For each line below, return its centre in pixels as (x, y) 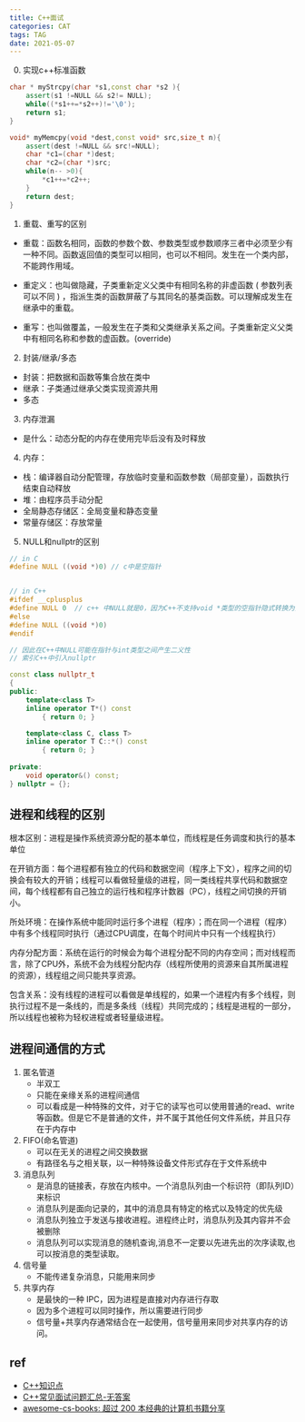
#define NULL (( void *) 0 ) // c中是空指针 (85, 567)
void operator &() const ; (73, 775)
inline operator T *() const (79, 708)
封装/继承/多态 (49, 357)
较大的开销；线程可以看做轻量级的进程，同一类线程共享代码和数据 (156, 880)
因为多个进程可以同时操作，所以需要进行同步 (120, 1311)
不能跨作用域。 (50, 265)
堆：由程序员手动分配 (62, 499)
